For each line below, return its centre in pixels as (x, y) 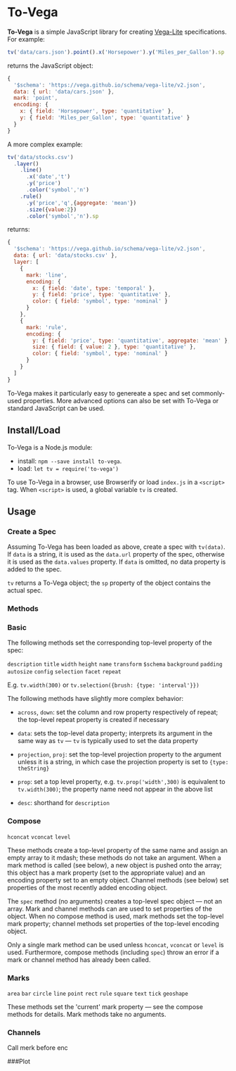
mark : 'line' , (47, 275)
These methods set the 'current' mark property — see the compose (105, 1007)
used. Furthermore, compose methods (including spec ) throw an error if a (113, 952)
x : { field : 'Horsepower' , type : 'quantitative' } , (97, 111)
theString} (33, 769)
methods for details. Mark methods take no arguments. (87, 1014)
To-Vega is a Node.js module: (50, 447)
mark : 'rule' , (47, 327)
